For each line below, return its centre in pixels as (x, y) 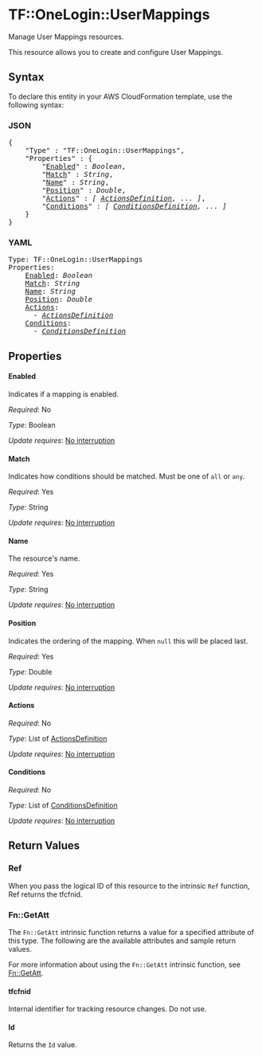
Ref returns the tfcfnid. (45, 894)
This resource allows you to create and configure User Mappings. (116, 52)
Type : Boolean (32, 424)
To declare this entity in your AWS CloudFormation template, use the (120, 96)
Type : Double (30, 671)
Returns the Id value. (43, 1045)
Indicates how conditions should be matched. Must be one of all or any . (127, 476)
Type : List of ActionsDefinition (58, 738)
